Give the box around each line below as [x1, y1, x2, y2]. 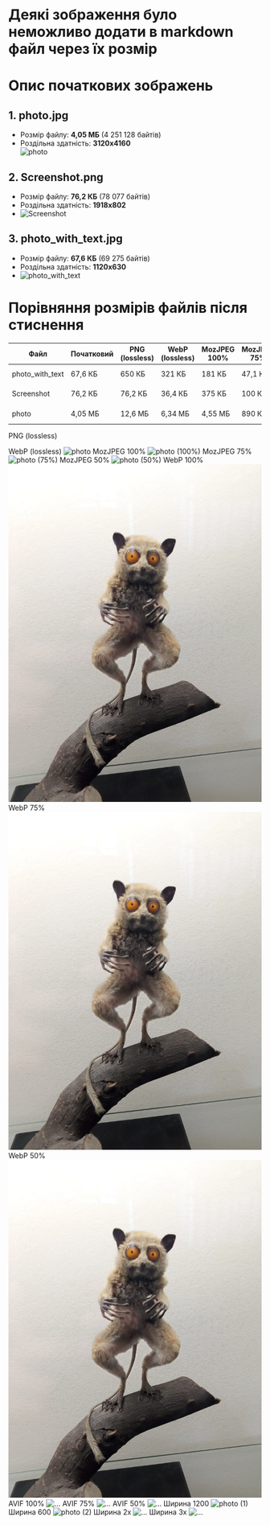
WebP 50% [8, 1150, 46, 1160]
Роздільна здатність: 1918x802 [19, 200, 126, 210]
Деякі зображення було [8, 6, 178, 24]
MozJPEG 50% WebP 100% [59, 454, 204, 464]
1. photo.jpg [8, 109, 69, 122]
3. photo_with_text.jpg [8, 232, 123, 246]
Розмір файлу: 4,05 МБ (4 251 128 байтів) [19, 130, 162, 140]
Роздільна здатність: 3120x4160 [19, 138, 131, 148]
